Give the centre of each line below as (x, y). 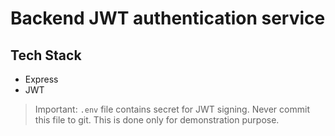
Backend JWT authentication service (168, 18)
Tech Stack (46, 55)
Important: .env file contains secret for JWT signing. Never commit (172, 109)
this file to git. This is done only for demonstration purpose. (157, 120)
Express (41, 79)
